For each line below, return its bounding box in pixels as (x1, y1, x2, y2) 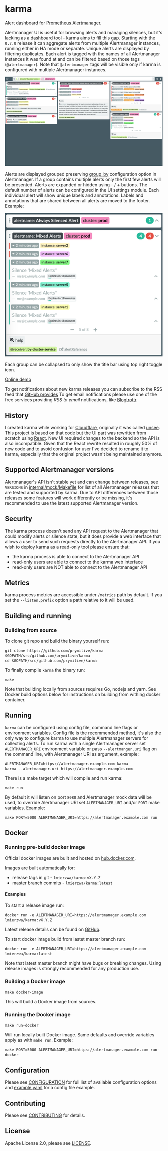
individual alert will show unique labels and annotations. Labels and (5, 192, 144, 198)
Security (5, 515, 32, 523)
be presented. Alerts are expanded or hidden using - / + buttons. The (5, 182, 148, 188)
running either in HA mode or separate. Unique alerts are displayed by (5, 45, 149, 51)
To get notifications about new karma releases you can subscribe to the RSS (5, 386, 162, 392)
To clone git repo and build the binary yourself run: (5, 638, 110, 644)
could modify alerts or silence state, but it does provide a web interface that (5, 533, 161, 539)
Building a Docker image (5, 978, 66, 985)
